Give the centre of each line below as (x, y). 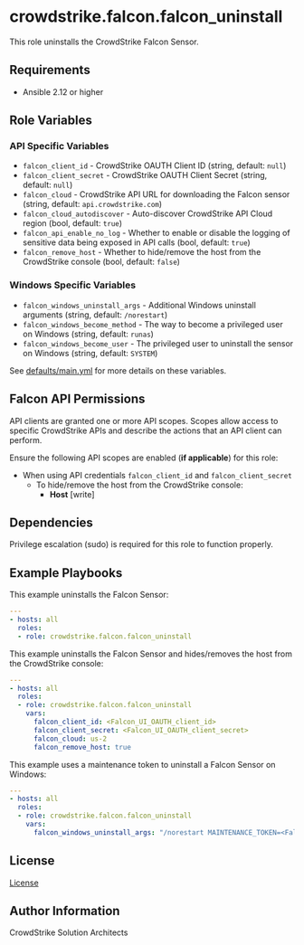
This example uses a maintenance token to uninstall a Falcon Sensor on (142, 764)
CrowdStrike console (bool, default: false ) (101, 262)
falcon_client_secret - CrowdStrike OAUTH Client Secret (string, (145, 175)
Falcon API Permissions (77, 399)
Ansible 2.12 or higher (63, 91)
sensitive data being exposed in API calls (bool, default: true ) (136, 242)
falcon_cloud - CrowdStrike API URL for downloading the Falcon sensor (156, 194)
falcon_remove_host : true (82, 747)
